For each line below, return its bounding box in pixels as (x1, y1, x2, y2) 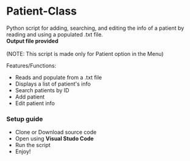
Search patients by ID (15, 86, 69, 94)
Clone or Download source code (15, 129, 97, 136)
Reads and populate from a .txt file (15, 74, 102, 81)
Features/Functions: (6, 62, 57, 69)
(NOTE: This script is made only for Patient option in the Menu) (6, 50, 164, 57)
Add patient (15, 93, 45, 100)
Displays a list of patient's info (15, 80, 91, 87)
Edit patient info (15, 99, 55, 107)
